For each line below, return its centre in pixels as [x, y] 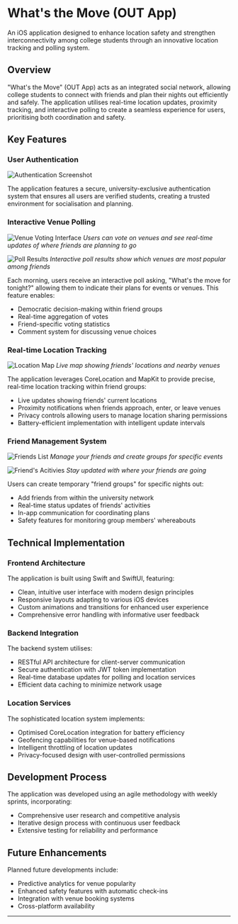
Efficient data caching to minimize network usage [90, 684]
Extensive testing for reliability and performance [87, 830]
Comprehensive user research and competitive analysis [99, 816]
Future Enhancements [57, 853]
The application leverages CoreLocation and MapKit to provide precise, [112, 379]
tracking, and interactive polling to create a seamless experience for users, [117, 109]
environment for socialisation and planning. [70, 204]
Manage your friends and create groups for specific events [136, 457]
